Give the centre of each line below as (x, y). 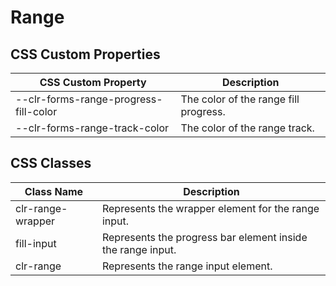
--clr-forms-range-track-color (92, 128)
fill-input (36, 243)
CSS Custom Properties (85, 54)
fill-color (36, 111)
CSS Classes (51, 163)
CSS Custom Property (93, 82)
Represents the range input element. (187, 266)
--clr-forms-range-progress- (89, 99)
